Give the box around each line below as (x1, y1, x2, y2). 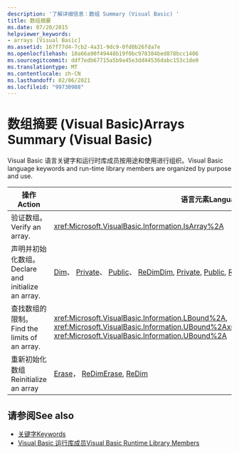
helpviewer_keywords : (7, 30, 72, 38)
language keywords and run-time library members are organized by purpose (7, 165, 232, 173)
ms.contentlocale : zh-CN (7, 70, 81, 77)
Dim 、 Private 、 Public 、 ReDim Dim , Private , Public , (53, 267, 227, 277)
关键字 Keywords (17, 430, 66, 438)
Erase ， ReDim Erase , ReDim (53, 368, 148, 378)
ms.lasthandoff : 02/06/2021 (7, 76, 91, 84)
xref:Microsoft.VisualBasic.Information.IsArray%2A (53, 222, 224, 232)
